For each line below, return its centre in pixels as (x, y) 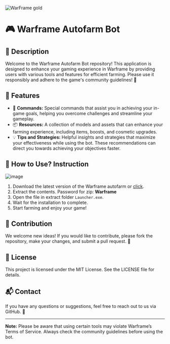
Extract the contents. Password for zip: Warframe (65, 192)
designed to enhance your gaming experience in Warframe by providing (80, 69)
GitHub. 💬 (15, 312)
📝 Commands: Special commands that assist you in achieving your (82, 108)
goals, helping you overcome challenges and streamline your (89, 113)
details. (13, 275)
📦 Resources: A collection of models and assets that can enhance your (88, 124)
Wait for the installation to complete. (50, 202)
